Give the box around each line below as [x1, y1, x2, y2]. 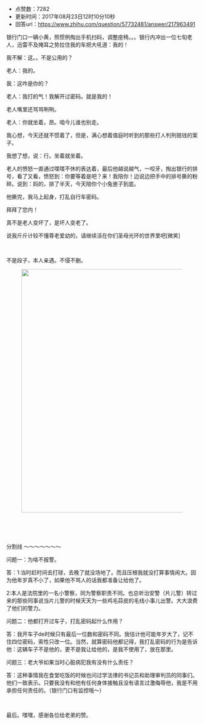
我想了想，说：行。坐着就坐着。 [6, 152, 86, 159]
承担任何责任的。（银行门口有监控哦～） [6, 687, 105, 694]
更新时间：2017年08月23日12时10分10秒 [15, 13, 115, 20]
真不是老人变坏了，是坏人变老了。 [6, 219, 92, 226]
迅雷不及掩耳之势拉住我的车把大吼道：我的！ [16, 41, 129, 48]
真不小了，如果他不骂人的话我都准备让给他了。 [27, 577, 144, 583]
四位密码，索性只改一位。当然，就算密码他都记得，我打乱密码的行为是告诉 [11, 638, 198, 645]
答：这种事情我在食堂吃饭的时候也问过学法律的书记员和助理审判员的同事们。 [6, 672, 198, 678]
